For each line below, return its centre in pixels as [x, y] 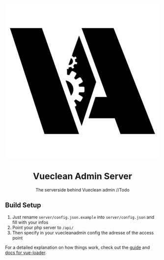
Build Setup [23, 205]
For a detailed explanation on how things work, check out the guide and [78, 247]
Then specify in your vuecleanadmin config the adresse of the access [83, 233]
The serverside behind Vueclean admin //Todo [82, 189]
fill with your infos [30, 222]
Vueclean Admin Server [82, 177]
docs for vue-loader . [26, 252]
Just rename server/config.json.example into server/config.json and [83, 217]
